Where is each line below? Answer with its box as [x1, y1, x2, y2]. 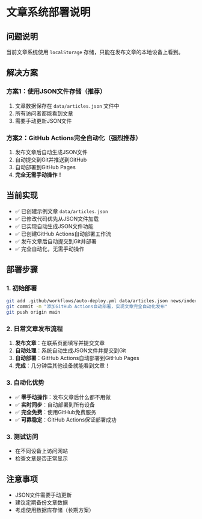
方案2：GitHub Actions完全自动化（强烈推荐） [6, 134, 142, 142]
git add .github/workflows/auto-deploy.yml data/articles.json [6, 298, 168, 304]
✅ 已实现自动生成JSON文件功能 [14, 222, 94, 229]
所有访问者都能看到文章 [14, 110, 73, 117]
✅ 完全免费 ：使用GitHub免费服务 [14, 408, 97, 415]
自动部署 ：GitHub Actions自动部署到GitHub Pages [14, 355, 139, 362]
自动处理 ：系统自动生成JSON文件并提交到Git [14, 347, 126, 354]
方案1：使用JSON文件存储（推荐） [6, 87, 106, 96]
